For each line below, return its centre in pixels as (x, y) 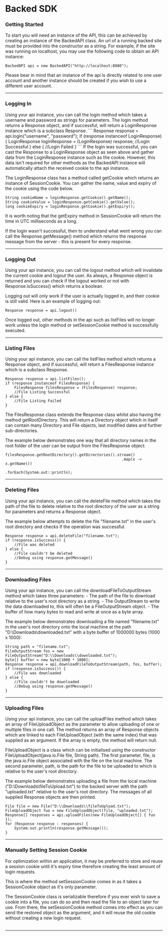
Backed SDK (31, 9)
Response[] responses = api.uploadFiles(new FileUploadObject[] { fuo (80, 815)
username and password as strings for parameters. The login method (77, 120)
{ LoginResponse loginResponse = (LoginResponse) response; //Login (77, 141)
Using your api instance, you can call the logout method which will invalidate (84, 270)
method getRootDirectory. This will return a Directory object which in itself (81, 420)
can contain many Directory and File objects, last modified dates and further (84, 426)
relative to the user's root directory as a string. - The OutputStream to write (82, 601)
